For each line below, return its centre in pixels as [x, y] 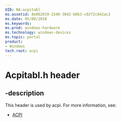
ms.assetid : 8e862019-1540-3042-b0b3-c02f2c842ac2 [58, 14]
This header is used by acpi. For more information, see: [61, 105]
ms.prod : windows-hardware [33, 28]
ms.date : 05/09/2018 [26, 19]
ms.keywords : [18, 23]
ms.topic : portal [23, 37]
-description [24, 93]
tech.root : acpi [22, 51]
